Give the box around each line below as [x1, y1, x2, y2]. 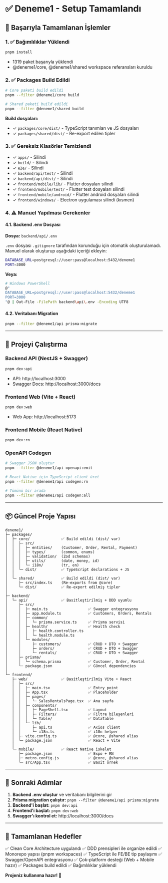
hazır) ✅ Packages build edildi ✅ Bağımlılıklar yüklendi [5, 862, 116, 868]
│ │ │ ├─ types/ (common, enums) [5, 549, 95, 555]
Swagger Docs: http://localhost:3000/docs [12, 381, 101, 387]
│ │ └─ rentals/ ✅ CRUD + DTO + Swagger [5, 651, 138, 656]
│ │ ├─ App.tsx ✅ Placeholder [11, 690, 118, 695]
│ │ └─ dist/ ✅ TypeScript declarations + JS [5, 567, 129, 572]
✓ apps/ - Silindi [12, 154, 46, 160]
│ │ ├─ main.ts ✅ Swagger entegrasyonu [5, 607, 138, 612]
